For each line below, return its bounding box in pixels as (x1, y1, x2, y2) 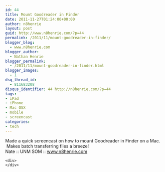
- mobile (5, 110, 24, 115)
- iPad (5, 96, 19, 101)
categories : (5, 119, 30, 124)
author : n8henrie (5, 21, 42, 27)
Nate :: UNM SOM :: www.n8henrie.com (5, 148, 88, 154)
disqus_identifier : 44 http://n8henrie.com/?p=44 (5, 86, 111, 92)
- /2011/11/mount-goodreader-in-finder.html (10, 63, 104, 68)
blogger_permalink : (5, 59, 46, 64)
